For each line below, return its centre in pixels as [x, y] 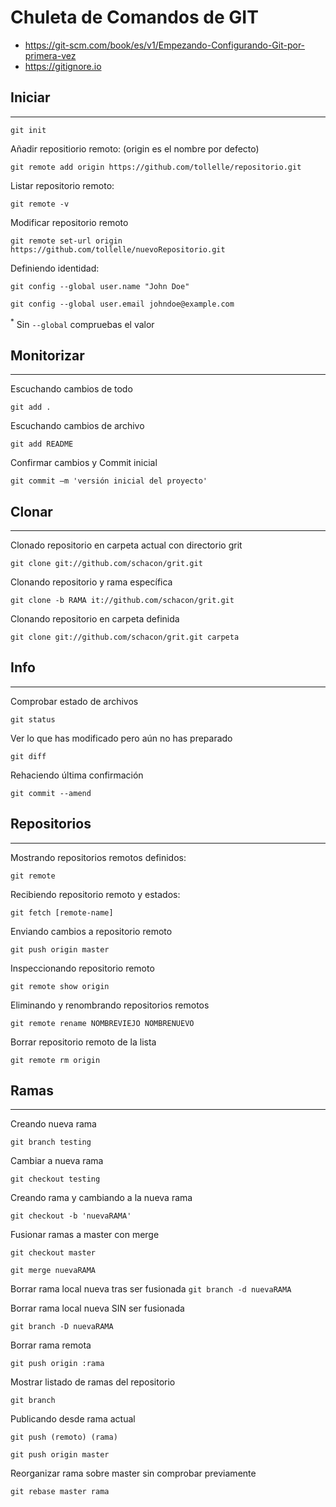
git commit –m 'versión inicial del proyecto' [109, 481]
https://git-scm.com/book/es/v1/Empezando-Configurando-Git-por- [165, 45]
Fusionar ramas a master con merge [85, 1235]
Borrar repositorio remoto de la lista [83, 1042]
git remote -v [40, 204]
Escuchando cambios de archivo [77, 426]
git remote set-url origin [66, 241]
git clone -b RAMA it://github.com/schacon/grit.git [122, 601]
